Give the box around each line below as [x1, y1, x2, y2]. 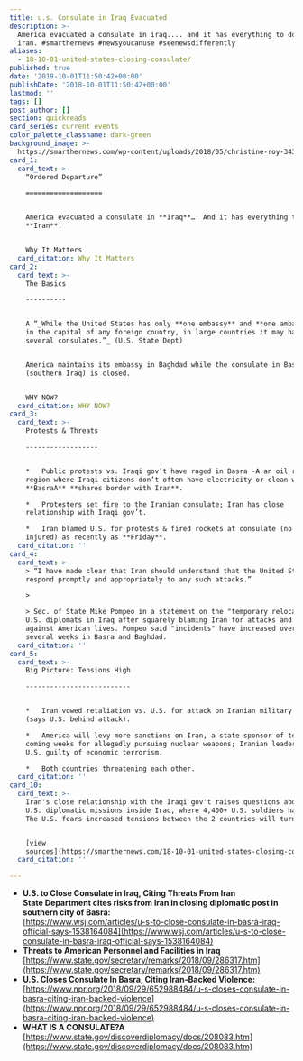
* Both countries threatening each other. [25, 764, 196, 773]
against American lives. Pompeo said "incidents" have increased [25, 624, 277, 633]
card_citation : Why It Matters [17, 253, 135, 262]
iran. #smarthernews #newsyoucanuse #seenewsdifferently [17, 38, 236, 48]
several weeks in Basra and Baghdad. [25, 632, 168, 641]
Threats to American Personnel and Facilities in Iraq [22, 946, 221, 956]
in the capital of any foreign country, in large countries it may [25, 328, 284, 337]
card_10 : [9, 781, 42, 790]
